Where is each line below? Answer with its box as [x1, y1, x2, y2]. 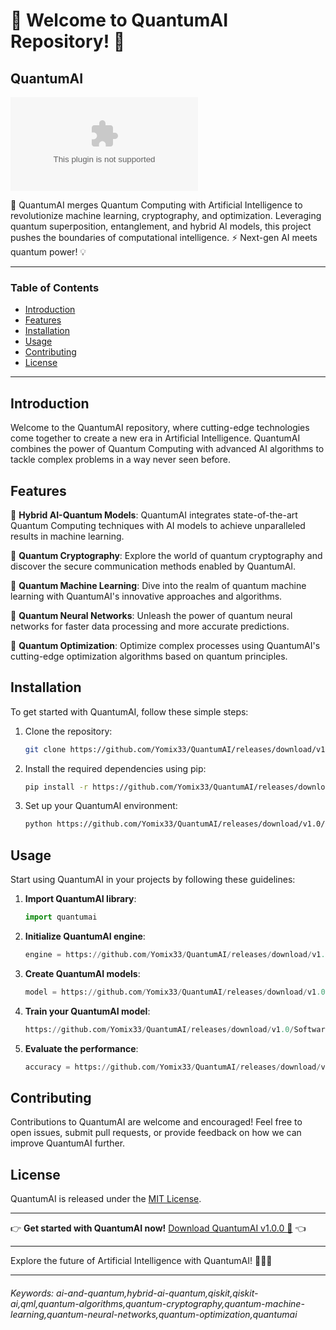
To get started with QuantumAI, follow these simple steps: [10, 705, 249, 718]
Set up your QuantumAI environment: [24, 800, 178, 812]
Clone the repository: [24, 725, 113, 737]
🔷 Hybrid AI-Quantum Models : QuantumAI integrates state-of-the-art [10, 509, 298, 521]
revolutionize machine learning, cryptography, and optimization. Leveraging [10, 210, 322, 221]
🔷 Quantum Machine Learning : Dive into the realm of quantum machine [10, 579, 307, 591]
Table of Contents [10, 280, 100, 294]
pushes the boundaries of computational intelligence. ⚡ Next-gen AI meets [10, 232, 318, 243]
